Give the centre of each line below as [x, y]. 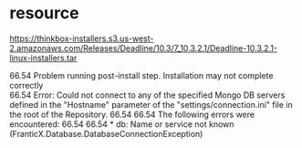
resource [44, 13]
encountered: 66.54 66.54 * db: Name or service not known [122, 124]
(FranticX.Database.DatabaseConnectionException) [106, 133]
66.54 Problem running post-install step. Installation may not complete [141, 75]
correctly [26, 85]
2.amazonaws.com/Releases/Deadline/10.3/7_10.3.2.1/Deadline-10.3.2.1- [144, 48]
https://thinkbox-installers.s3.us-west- [82, 38]
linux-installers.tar [43, 58]
